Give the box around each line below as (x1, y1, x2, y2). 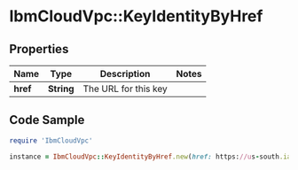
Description (99, 68, 151, 80)
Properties (9, 42, 69, 57)
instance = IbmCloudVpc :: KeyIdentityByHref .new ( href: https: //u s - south (9, 152, 279, 161)
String (47, 82, 74, 95)
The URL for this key (82, 82, 169, 95)
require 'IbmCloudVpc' (9, 135, 93, 145)
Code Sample (9, 112, 85, 127)
